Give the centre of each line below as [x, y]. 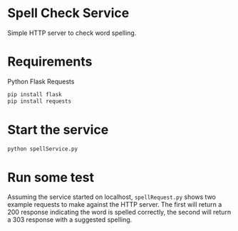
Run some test [51, 177]
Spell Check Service [68, 13]
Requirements [50, 62]
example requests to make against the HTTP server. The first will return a [115, 205]
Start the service [58, 129]
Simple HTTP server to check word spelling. [72, 33]
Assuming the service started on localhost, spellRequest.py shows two [112, 197]
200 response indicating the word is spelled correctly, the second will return [119, 212]
